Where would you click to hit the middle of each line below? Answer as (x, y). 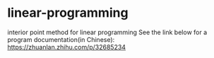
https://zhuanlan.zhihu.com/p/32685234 (66, 47)
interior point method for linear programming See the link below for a (107, 32)
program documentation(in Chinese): (61, 39)
